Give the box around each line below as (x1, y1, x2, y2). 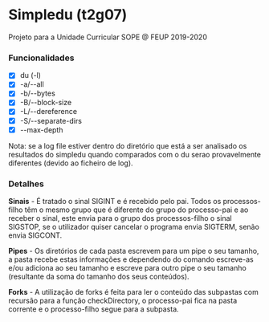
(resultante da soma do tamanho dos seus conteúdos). (8, 271, 190, 281)
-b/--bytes (19, 88, 56, 98)
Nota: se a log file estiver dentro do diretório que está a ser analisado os (8, 141, 247, 150)
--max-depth (19, 124, 63, 134)
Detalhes (8, 178, 44, 190)
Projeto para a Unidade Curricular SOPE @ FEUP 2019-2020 (8, 32, 207, 42)
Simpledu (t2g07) (8, 6, 128, 24)
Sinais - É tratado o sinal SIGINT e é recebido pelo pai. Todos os (8, 196, 222, 206)
